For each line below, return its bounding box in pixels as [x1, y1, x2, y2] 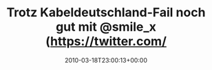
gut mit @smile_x [55, 19, 157, 35]
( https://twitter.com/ [45, 34, 167, 49]
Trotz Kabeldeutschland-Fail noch [6, 5, 206, 20]
